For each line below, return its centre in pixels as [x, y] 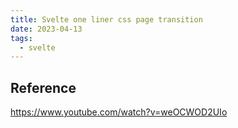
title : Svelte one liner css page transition [106, 19]
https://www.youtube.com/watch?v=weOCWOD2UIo [119, 112]
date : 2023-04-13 [46, 29]
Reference [43, 87]
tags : [21, 38]
